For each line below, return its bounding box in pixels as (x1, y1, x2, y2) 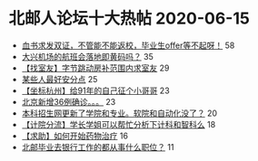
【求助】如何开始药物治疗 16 (21, 130, 129, 141)
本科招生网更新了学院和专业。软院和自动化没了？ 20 (21, 108, 218, 118)
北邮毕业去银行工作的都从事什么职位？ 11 (21, 141, 174, 152)
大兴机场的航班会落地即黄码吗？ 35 (21, 51, 154, 62)
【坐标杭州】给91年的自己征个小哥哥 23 (21, 85, 170, 96)
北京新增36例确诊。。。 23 (21, 96, 116, 107)
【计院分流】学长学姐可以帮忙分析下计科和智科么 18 (21, 118, 216, 129)
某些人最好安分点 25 (21, 73, 98, 84)
